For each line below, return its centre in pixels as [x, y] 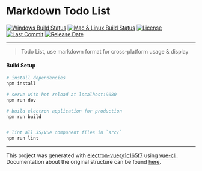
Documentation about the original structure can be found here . [84, 162]
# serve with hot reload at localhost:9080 [62, 95]
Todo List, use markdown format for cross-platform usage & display [105, 51]
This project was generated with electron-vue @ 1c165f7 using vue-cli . [92, 155]
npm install [21, 84]
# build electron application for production [64, 111]
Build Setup [21, 65]
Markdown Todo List [58, 11]
